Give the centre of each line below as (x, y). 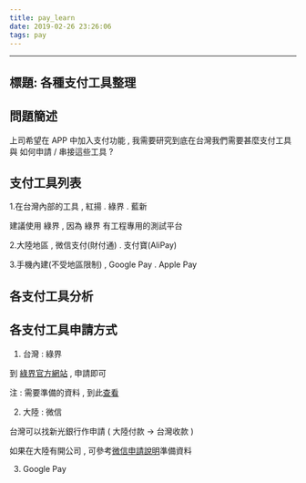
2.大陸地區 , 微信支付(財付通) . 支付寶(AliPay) (93, 245)
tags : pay (28, 35)
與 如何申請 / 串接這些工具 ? (61, 151)
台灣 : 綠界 (42, 354)
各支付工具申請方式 (63, 330)
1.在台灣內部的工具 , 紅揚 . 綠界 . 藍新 (78, 207)
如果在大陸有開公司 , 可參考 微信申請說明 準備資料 (101, 450)
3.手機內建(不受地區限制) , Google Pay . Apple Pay (103, 264)
